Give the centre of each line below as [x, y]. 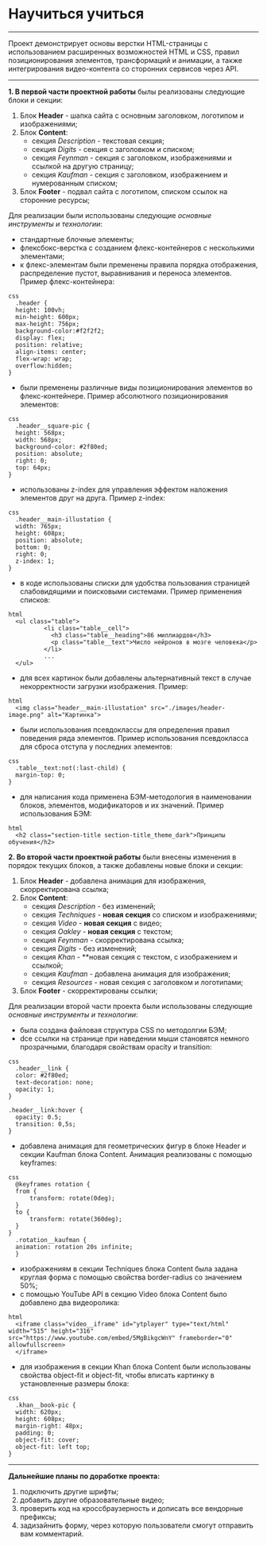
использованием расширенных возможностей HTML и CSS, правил [124, 52]
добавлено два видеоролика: [70, 1303]
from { [26, 1191]
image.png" [26, 715]
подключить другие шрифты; [69, 1491]
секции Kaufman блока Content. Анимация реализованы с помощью [136, 1154]
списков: [35, 600]
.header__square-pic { [53, 426]
